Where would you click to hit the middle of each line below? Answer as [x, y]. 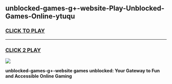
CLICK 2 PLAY [23, 50]
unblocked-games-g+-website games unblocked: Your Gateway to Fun [83, 70]
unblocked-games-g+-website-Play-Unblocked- [85, 8]
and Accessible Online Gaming [39, 76]
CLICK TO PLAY [25, 31]
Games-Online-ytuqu [40, 17]
